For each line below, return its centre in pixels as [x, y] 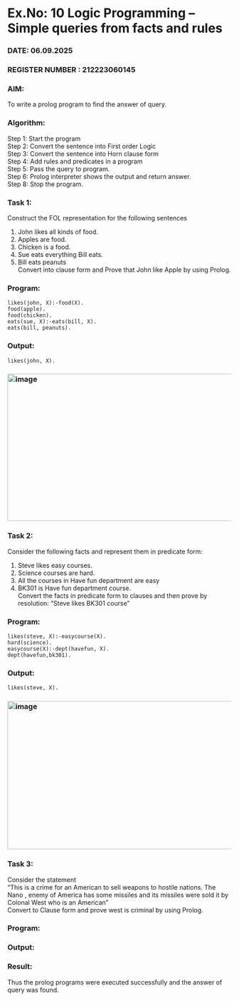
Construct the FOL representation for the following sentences [97, 218]
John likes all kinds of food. [58, 232]
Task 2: [20, 536]
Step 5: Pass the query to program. [59, 168]
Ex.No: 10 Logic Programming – [101, 13]
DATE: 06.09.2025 [40, 51]
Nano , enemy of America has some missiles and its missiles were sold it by [118, 895]
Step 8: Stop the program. [46, 184]
